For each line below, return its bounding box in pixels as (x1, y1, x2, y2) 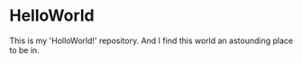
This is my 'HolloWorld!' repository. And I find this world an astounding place (9, 35, 294, 46)
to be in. (9, 44, 41, 55)
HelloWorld (9, 5, 95, 26)
